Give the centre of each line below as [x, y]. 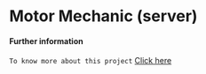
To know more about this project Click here [91, 61]
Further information [46, 41]
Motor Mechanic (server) [103, 16]
